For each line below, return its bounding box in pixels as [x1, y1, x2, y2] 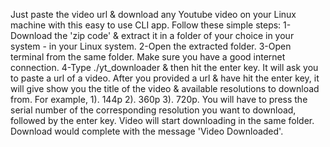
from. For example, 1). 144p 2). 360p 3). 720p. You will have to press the [10, 94, 308, 105]
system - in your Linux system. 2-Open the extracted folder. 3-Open [10, 40, 292, 52]
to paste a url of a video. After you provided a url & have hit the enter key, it [10, 72, 320, 84]
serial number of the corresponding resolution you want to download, [10, 104, 297, 116]
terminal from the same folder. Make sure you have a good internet [10, 51, 286, 63]
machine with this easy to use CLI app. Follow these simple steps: [10, 19, 282, 31]
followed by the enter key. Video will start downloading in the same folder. [10, 115, 315, 126]
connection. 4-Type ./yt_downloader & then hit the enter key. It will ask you [10, 62, 319, 73]
